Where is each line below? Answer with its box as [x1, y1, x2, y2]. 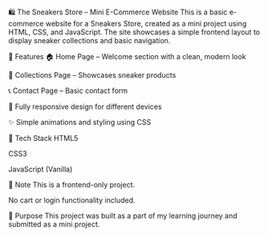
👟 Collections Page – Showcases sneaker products [8, 70, 177, 79]
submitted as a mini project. [8, 219, 100, 229]
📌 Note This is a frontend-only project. [8, 180, 136, 189]
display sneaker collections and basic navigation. [8, 36, 171, 45]
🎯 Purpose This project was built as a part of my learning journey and [8, 211, 238, 220]
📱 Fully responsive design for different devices [8, 102, 162, 111]
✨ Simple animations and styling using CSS [8, 118, 152, 127]
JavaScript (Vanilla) [8, 164, 73, 174]
